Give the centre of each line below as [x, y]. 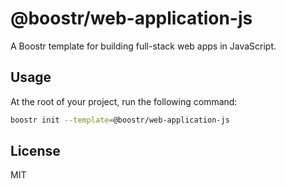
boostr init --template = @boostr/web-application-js [120, 120]
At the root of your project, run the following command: [124, 101]
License [35, 151]
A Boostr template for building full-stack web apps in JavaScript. [143, 46]
